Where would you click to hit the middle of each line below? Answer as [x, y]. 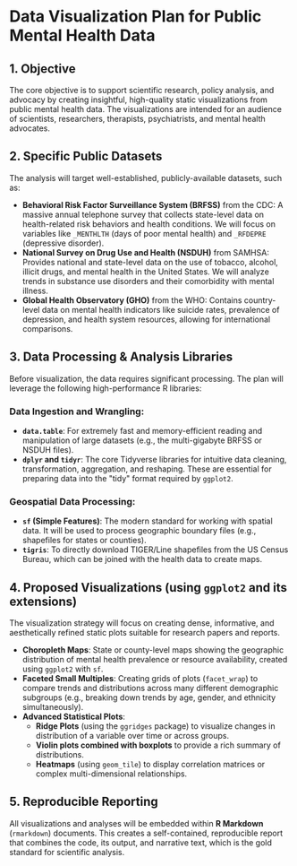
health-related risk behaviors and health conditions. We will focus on [148, 224]
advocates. [30, 128]
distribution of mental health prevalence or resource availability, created [155, 660]
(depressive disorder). [63, 243]
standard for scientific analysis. [67, 852]
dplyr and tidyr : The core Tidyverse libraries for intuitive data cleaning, [154, 459]
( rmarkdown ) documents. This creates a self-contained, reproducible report [146, 833]
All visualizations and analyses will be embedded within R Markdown [136, 823]
